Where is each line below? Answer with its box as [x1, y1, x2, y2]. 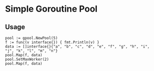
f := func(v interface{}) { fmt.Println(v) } [5, 40, 99, 45]
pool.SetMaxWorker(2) [5, 57, 49, 62]
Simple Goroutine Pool [5, 3, 98, 15]
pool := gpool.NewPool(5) [5, 35, 58, 40]
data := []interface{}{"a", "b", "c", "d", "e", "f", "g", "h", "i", [5, 44, 150, 49]
